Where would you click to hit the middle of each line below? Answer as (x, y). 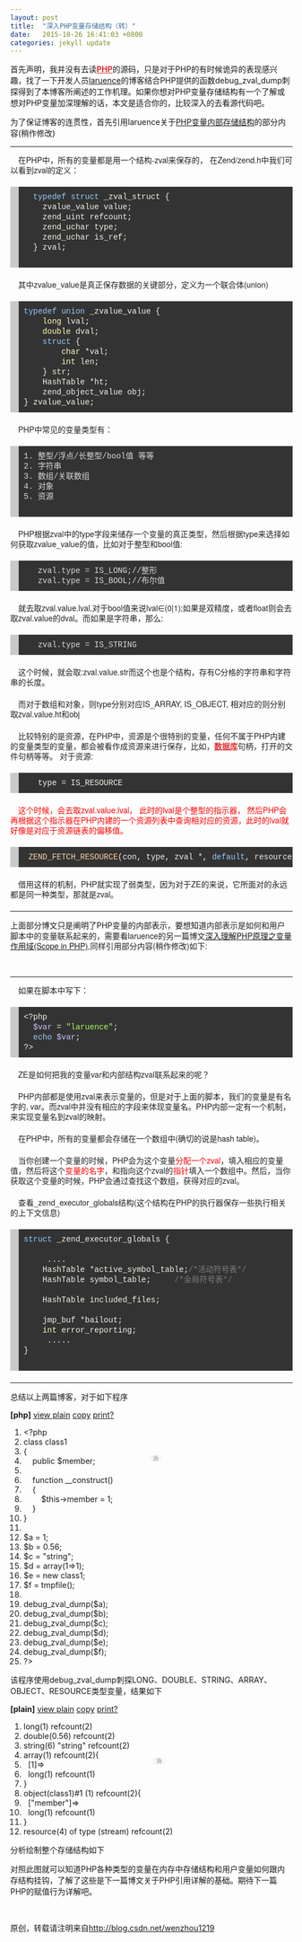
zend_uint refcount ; (87, 217)
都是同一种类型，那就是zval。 (65, 895)
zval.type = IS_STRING (87, 645)
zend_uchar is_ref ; (85, 238)
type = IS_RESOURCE (81, 783)
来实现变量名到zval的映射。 (60, 1117)
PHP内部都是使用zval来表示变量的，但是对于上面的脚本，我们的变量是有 (151, 1097)
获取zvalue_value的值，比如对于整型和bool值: (100, 544)
